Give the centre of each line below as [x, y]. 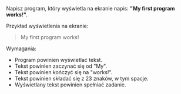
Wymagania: [21, 48]
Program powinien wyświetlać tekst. [58, 60]
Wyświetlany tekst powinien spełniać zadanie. [70, 85]
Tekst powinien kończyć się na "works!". [63, 72]
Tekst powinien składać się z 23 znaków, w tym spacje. [81, 79]
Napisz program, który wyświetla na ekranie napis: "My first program [90, 8]
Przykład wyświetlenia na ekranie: [47, 26]
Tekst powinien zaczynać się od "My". [61, 66]
